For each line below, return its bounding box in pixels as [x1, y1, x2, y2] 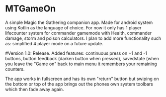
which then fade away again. [5, 86, 64, 92]
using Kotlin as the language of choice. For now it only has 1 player [5, 24, 142, 30]
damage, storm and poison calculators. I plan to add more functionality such [5, 35, 162, 41]
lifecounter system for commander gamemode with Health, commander [5, 30, 152, 36]
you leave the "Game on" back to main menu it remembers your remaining [5, 61, 157, 67]
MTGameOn [5, 3, 56, 14]
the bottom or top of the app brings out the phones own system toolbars [5, 81, 153, 87]
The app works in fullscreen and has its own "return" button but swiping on [5, 76, 159, 82]
